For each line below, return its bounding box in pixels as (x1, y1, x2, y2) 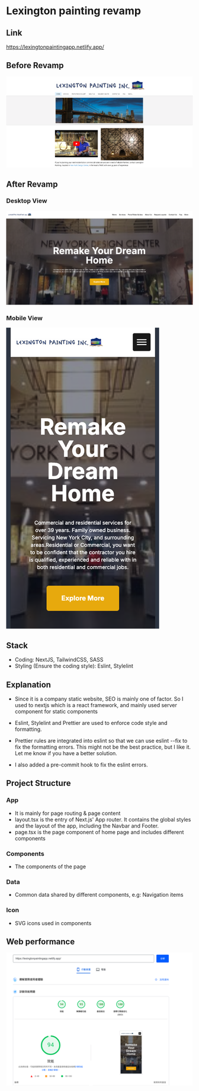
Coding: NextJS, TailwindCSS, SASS (14, 656, 104, 663)
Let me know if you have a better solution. (14, 749, 117, 756)
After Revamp (6, 179, 58, 189)
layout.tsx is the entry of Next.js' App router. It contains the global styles (14, 816, 191, 823)
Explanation (6, 679, 52, 689)
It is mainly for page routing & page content (14, 810, 121, 817)
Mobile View (6, 314, 43, 322)
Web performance (6, 936, 75, 946)
